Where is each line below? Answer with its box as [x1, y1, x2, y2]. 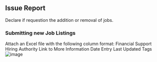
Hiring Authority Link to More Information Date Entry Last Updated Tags [5, 46, 152, 52]
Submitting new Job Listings [5, 29, 76, 36]
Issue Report [5, 4, 46, 12]
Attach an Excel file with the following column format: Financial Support [5, 41, 152, 47]
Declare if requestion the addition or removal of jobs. [5, 17, 114, 23]
